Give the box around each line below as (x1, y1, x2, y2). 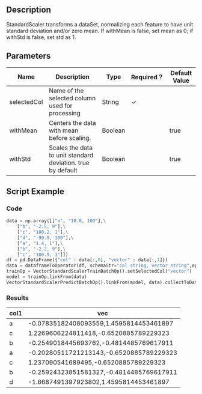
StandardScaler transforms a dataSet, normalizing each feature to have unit (6, 20, 194, 28)
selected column (49, 94, 96, 102)
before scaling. (49, 133, 91, 142)
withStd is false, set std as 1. (6, 33, 76, 41)
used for (49, 102, 73, 110)
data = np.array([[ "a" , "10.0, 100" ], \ (6, 218, 106, 224)
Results (6, 294, 29, 302)
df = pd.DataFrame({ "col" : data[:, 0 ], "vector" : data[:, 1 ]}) (6, 257, 168, 263)
